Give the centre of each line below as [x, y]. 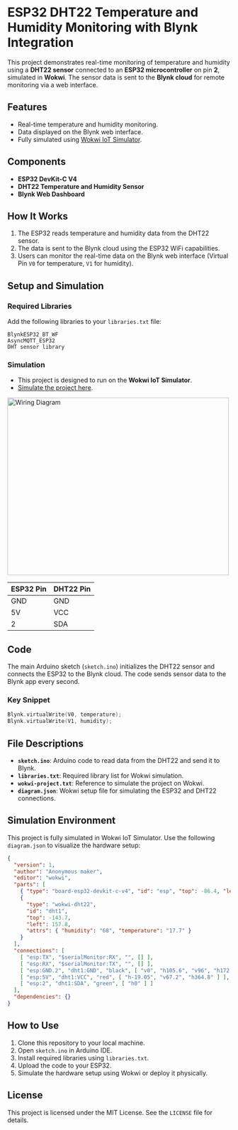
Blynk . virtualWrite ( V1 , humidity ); [60, 722]
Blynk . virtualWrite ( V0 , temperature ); [64, 715]
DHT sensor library [36, 347]
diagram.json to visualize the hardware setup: [74, 845]
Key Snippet [29, 700]
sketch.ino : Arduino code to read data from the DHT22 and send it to [119, 761]
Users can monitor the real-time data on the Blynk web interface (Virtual [123, 256]
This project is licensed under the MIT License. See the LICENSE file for [110, 1112]
